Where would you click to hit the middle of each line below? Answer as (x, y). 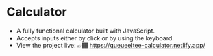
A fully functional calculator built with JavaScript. (86, 31)
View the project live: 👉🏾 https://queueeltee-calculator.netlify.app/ (111, 45)
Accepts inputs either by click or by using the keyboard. (95, 38)
